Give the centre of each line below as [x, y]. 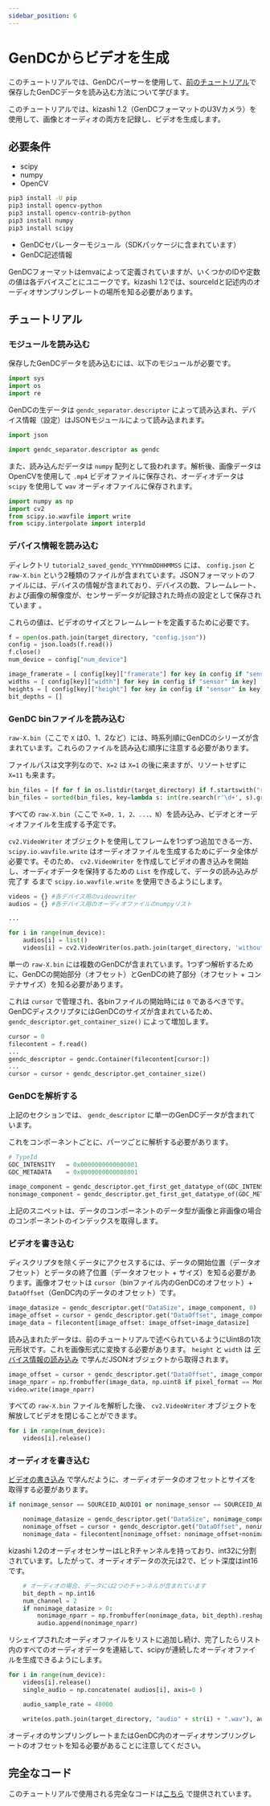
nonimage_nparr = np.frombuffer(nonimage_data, [118, 1616]
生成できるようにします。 [64, 1660]
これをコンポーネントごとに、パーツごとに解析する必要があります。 [121, 1142]
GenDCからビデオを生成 [89, 58]
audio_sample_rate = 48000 [68, 1704]
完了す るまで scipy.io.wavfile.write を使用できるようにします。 [117, 881]
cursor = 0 [27, 1036]
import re [25, 394]
